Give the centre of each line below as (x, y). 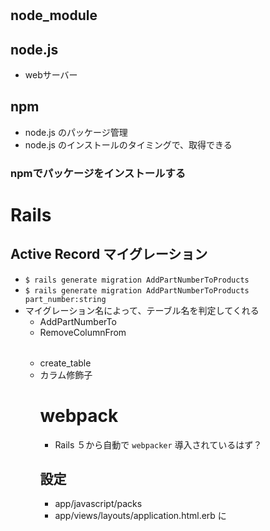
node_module (54, 15)
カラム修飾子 (66, 374)
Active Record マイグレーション (109, 254)
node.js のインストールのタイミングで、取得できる (128, 144)
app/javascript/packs (98, 504)
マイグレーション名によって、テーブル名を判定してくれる (142, 310)
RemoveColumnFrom (83, 332)
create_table (65, 363)
